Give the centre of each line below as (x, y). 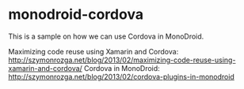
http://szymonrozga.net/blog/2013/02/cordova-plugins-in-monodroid (122, 76)
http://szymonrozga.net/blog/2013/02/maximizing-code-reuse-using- (122, 60)
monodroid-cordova (76, 15)
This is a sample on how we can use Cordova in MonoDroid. (106, 36)
